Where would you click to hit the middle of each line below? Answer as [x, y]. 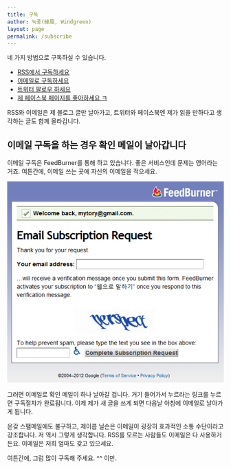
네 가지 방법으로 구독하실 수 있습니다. [57, 58]
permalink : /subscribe [40, 36]
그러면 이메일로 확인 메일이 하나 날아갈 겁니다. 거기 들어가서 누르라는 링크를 [108, 394]
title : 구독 [23, 14]
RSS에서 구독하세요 [43, 72]
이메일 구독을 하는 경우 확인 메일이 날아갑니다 [97, 145]
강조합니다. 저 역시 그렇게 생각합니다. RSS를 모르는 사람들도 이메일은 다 [102, 435]
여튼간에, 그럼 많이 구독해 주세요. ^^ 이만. [62, 458]
